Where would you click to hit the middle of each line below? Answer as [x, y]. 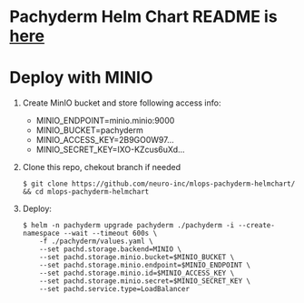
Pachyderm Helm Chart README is [144, 17]
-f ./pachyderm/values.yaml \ [96, 242]
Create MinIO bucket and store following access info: [122, 103]
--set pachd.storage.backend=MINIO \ [110, 249]
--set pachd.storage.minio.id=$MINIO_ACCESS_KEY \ [137, 273]
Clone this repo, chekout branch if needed [102, 167]
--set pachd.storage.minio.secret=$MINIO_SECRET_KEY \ [145, 281]
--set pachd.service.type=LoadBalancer [115, 289]
